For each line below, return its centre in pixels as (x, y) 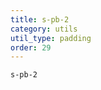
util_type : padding (51, 38)
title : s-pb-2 (40, 19)
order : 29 (31, 47)
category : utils (44, 29)
